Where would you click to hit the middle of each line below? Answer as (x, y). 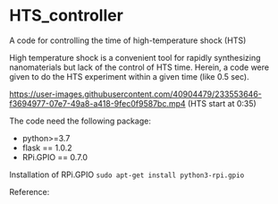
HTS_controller (66, 16)
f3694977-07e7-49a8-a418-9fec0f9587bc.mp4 (97, 103)
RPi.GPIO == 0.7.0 (55, 157)
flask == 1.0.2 (47, 148)
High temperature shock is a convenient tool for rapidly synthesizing (135, 57)
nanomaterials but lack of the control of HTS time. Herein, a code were (139, 67)
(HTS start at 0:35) (222, 103)
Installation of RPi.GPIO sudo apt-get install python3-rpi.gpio (127, 174)
